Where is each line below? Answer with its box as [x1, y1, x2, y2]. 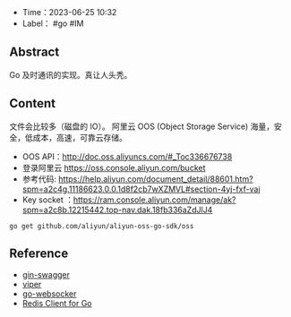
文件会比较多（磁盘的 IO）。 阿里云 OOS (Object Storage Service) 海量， [9, 121, 275, 132]
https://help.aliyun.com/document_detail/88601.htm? [57, 173, 253, 184]
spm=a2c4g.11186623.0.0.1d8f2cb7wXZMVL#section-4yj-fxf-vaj [21, 184, 261, 194]
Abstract [9, 45, 60, 60]
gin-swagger [21, 270, 70, 280]
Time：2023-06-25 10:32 [21, 7, 117, 17]
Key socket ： [21, 194, 74, 205]
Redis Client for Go [21, 298, 92, 309]
